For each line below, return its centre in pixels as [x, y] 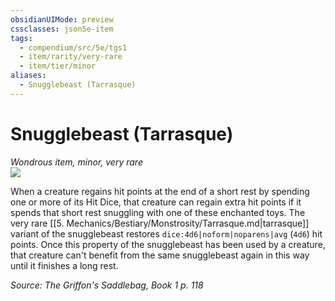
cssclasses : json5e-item [62, 29]
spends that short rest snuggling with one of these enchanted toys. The [158, 212]
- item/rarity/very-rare [71, 57]
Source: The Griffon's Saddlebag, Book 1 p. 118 [107, 285]
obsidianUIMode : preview [62, 19]
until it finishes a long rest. [64, 265]
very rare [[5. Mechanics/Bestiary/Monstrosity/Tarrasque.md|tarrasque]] [160, 223]
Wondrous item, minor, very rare [76, 162]
